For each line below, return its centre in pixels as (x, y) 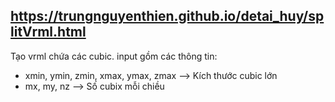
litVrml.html (48, 32)
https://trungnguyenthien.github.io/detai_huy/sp (167, 16)
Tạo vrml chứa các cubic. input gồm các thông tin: (114, 56)
